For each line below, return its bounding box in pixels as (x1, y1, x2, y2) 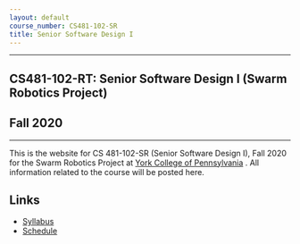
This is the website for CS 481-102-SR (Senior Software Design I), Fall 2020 (9, 147, 287, 158)
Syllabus (21, 216, 54, 227)
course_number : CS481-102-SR (9, 21, 118, 30)
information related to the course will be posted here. (9, 166, 205, 177)
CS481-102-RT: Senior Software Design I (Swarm (9, 71, 287, 86)
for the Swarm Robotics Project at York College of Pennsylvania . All (9, 157, 260, 168)
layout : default (9, 13, 70, 22)
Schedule (21, 225, 58, 237)
